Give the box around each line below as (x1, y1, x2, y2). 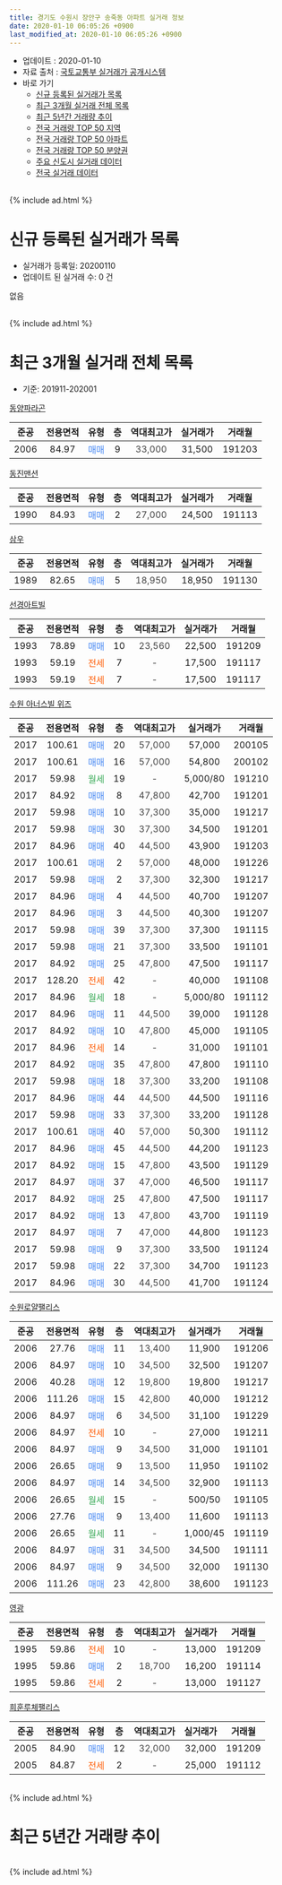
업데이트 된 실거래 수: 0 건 (21, 272, 114, 282)
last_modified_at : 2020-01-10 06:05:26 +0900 (9, 30, 182, 39)
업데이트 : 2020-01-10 (21, 56, 101, 66)
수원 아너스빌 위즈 (9, 698, 72, 709)
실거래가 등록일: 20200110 (21, 261, 116, 272)
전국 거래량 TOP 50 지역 (35, 123, 121, 134)
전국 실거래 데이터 (35, 168, 98, 178)
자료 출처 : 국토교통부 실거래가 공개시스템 (21, 66, 167, 77)
